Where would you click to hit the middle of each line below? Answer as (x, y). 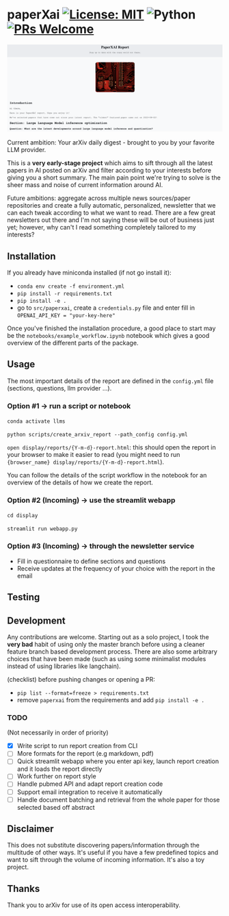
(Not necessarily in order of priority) (58, 732)
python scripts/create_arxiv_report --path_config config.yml (97, 435)
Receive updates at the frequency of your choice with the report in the (116, 568)
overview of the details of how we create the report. (80, 482)
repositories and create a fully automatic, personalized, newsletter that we (111, 206)
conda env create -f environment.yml (71, 287)
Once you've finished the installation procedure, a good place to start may (111, 328)
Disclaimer (30, 829)
